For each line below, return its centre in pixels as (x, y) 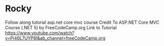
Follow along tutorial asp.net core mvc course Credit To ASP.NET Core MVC (82, 22)
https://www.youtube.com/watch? (40, 33)
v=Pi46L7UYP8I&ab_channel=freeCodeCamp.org (55, 38)
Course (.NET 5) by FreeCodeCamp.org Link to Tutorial (61, 27)
